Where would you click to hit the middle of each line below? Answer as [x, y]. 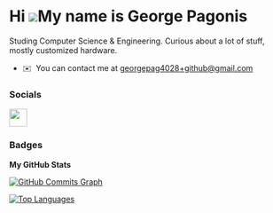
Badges [26, 146]
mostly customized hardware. [63, 50]
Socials [25, 94]
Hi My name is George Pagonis [129, 16]
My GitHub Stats [40, 164]
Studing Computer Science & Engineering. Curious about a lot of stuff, [137, 41]
